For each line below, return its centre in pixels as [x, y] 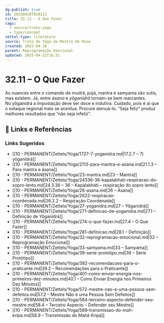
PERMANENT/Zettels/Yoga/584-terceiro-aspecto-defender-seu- [89, 300]
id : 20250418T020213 [26, 14]
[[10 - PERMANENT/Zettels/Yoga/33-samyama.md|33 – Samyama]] [80, 248]
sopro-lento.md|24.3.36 [36, 185]
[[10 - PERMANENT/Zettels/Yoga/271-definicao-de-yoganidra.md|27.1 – [84, 211]
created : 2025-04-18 [26, 46]
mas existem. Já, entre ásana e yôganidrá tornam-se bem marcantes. [76, 98]
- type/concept [25, 32]
